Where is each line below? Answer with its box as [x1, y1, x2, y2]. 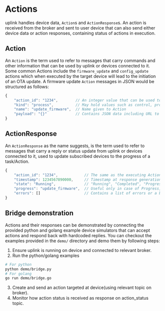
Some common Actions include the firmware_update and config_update [5, 68, 149, 74]
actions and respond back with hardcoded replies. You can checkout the [5, 232, 152, 238]
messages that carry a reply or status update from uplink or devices [5, 148, 142, 154]
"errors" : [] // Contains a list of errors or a [14, 191, 157, 196]
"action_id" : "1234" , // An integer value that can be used [14, 97, 155, 103]
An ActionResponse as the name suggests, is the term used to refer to [5, 143, 145, 149]
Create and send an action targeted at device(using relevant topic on [12, 284, 152, 291]
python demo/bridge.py [5, 267, 52, 272]
